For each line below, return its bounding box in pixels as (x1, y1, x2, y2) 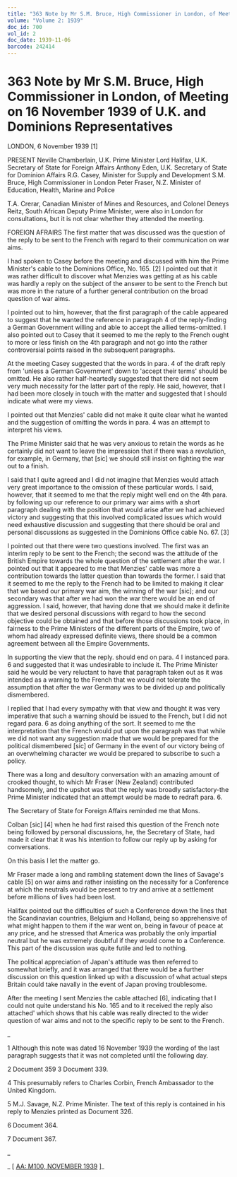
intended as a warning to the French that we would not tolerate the (7, 675, 201, 684)
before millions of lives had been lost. (7, 892, 116, 901)
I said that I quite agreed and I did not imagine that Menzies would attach (7, 475, 219, 484)
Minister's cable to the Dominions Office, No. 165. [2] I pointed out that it (7, 264, 217, 273)
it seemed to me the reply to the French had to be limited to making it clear (7, 579, 224, 587)
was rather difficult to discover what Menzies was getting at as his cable (7, 271, 218, 280)
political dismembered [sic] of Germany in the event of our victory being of (7, 741, 225, 750)
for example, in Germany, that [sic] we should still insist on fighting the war (7, 454, 224, 463)
